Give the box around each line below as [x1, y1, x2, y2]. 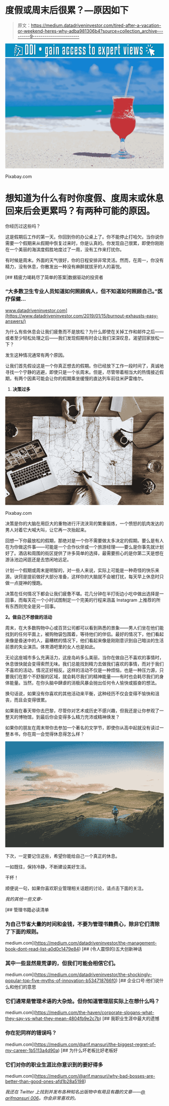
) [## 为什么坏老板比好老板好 [57, 1047, 118, 1053]
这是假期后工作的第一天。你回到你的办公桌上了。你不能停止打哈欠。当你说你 [5, 234, 164, 240]
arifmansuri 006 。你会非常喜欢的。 [5, 1095, 79, 1101]
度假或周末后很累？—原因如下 [5, 5, 129, 16]
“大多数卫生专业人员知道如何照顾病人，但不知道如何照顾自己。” [5, 288, 157, 295]
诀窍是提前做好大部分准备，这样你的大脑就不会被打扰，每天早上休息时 [14, 573, 159, 580]
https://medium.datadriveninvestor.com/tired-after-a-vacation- [31, 22, 161, 28]
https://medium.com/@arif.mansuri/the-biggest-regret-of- [35, 1041, 156, 1047]
